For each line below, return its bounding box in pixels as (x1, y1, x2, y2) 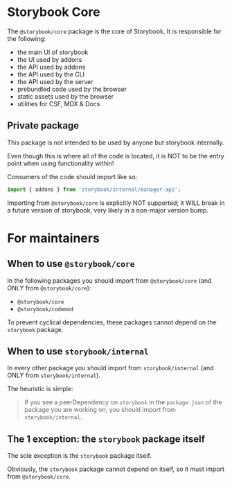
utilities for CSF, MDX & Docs (17, 99, 100, 108)
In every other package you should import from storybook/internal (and (7, 364, 214, 372)
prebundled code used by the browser (17, 85, 127, 93)
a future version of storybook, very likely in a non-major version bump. (7, 206, 209, 214)
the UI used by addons (17, 55, 82, 63)
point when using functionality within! (7, 159, 114, 167)
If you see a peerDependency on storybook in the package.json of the (24, 398, 223, 406)
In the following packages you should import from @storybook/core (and (7, 276, 212, 285)
